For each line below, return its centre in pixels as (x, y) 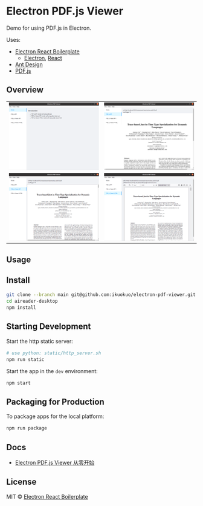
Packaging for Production (55, 402)
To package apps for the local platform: (55, 416)
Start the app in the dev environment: (52, 371)
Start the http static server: (40, 341)
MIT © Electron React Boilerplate (47, 496)
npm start (19, 383)
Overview (25, 90)
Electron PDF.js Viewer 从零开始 (55, 463)
